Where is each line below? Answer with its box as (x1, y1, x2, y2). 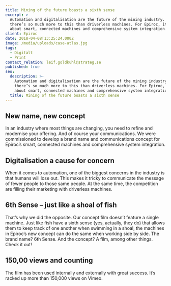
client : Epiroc (5, 31, 38, 36)
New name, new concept (5, 112, 85, 120)
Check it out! (5, 241, 32, 247)
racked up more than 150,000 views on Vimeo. (5, 275, 103, 281)
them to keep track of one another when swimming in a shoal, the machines (5, 225, 164, 231)
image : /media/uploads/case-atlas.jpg (5, 41, 88, 46)
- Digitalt (10, 50, 33, 55)
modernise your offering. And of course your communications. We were (5, 131, 156, 137)
